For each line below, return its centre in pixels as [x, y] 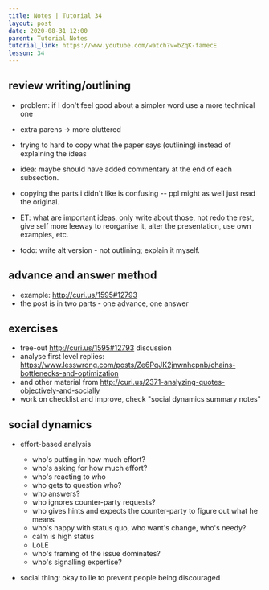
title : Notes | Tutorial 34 [55, 16]
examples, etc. [44, 234]
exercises [33, 329]
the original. [40, 201]
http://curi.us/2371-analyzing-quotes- [163, 382]
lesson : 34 [26, 53]
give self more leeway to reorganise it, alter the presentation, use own [135, 225]
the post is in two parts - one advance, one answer [104, 303]
